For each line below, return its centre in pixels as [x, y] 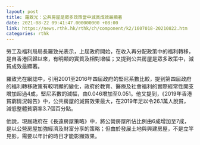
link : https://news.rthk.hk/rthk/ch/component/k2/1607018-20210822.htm [97, 28]
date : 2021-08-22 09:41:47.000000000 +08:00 [62, 23]
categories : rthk [28, 34]
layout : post [22, 12]
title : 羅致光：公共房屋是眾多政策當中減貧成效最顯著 [64, 17]
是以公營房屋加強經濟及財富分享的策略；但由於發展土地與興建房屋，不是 [95, 129]
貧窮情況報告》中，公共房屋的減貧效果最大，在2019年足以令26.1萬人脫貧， [98, 101]
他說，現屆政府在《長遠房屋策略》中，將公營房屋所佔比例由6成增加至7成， [98, 121]
